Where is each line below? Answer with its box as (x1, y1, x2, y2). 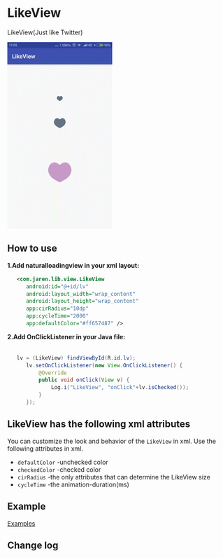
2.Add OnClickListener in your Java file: (7, 332, 126, 341)
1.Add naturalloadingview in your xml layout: (7, 261, 140, 269)
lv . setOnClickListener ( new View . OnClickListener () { (25, 362, 183, 369)
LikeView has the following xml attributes (7, 418, 191, 430)
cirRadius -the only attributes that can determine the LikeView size (17, 472, 211, 481)
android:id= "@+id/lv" (25, 283, 89, 290)
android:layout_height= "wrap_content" (25, 298, 139, 305)
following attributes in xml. (7, 444, 84, 453)
